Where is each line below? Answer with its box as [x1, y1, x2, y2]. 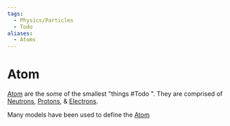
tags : [7, 10, 23, 17]
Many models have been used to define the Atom [7, 111, 150, 119]
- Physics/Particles [13, 17, 74, 24]
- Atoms [13, 36, 37, 43]
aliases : [7, 29, 33, 37]
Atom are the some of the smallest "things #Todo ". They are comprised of [7, 90, 223, 98]
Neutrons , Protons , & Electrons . [7, 97, 98, 106]
